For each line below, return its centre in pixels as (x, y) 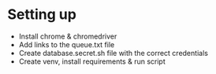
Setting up (42, 15)
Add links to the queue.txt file (67, 44)
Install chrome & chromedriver (68, 36)
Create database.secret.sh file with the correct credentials (113, 53)
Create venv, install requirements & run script (92, 61)
